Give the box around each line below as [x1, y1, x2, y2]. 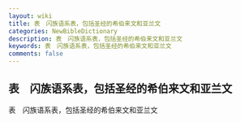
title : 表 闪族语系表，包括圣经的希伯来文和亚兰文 [8, 20, 161, 28]
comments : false [8, 50, 63, 58]
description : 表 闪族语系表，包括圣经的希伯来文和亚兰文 [8, 34, 183, 43]
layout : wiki [8, 11, 53, 20]
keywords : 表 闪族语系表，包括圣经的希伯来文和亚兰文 [8, 42, 172, 50]
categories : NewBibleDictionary [8, 27, 118, 35]
